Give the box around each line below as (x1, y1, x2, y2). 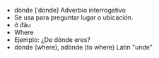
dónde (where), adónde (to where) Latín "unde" (13, 43, 153, 51)
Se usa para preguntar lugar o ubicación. (13, 13, 134, 22)
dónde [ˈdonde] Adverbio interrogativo (13, 6, 126, 14)
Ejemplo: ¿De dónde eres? (13, 36, 90, 44)
